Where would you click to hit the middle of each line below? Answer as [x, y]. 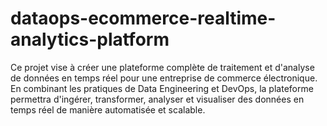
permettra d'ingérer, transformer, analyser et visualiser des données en [157, 99]
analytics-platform [90, 39]
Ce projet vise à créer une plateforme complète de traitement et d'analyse [162, 67]
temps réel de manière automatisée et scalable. [108, 109]
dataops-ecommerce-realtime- [143, 18]
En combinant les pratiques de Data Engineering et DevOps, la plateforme [162, 88]
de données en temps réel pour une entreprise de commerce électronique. [164, 78]
